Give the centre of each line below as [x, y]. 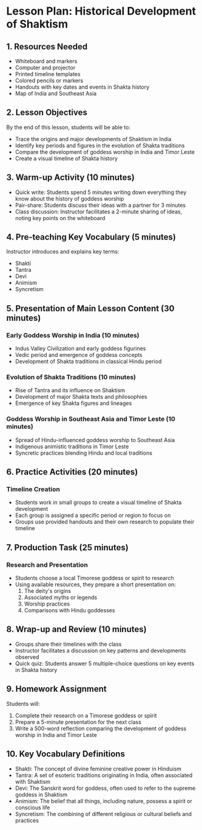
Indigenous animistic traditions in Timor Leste [72, 446]
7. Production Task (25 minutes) [67, 548]
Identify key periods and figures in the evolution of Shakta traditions [100, 145]
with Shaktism [32, 781]
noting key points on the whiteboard [60, 218]
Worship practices [47, 604]
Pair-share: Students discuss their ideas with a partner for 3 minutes [100, 205]
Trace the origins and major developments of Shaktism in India [93, 139]
